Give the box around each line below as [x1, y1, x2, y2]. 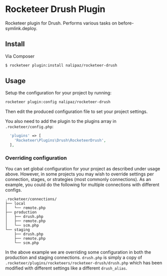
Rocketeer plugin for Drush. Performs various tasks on [5, 20, 117, 26]
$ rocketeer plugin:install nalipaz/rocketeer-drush [5, 62, 117, 68]
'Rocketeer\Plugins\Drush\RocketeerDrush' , [14, 138, 106, 143]
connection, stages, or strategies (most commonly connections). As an [5, 176, 151, 182]
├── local [5, 201, 26, 206]
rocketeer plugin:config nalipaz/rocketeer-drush [5, 99, 111, 104]
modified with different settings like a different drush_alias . [5, 265, 127, 271]
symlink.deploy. [5, 25, 37, 31]
